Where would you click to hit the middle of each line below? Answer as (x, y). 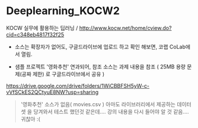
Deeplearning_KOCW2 (63, 11)
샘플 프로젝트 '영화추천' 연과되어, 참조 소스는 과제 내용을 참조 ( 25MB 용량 (100, 67)
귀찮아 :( (30, 119)
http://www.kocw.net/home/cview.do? (125, 28)
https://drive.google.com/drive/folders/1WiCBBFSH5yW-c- (78, 86)
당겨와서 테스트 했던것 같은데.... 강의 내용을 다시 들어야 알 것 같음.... (111, 111)
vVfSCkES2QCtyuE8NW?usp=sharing (52, 92)
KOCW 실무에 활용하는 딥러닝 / (42, 28)
